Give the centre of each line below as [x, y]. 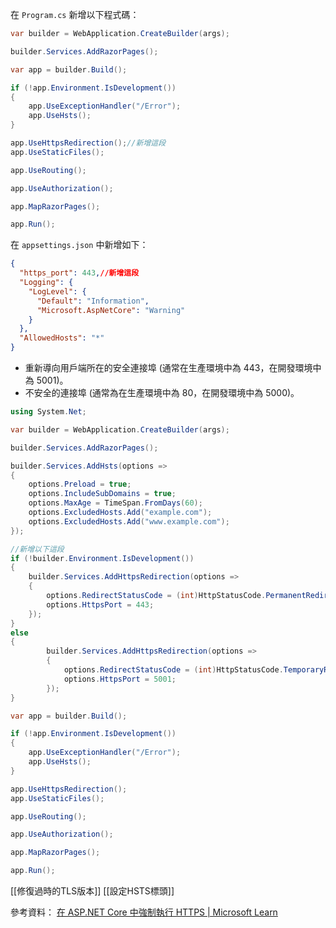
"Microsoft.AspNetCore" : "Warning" [111, 310]
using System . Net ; [48, 412]
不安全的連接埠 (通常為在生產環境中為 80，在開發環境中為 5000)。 [162, 392]
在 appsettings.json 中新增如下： [79, 245]
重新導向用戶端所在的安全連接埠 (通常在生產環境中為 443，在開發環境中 [173, 367]
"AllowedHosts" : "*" [62, 338]
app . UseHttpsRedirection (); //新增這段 [88, 143]
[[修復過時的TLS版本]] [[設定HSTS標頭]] [92, 891]
